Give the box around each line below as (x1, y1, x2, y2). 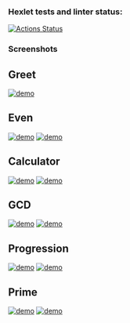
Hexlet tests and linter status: (8, 6, 123, 17)
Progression (8, 241, 69, 255)
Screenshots (8, 44, 58, 55)
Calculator (8, 155, 60, 169)
